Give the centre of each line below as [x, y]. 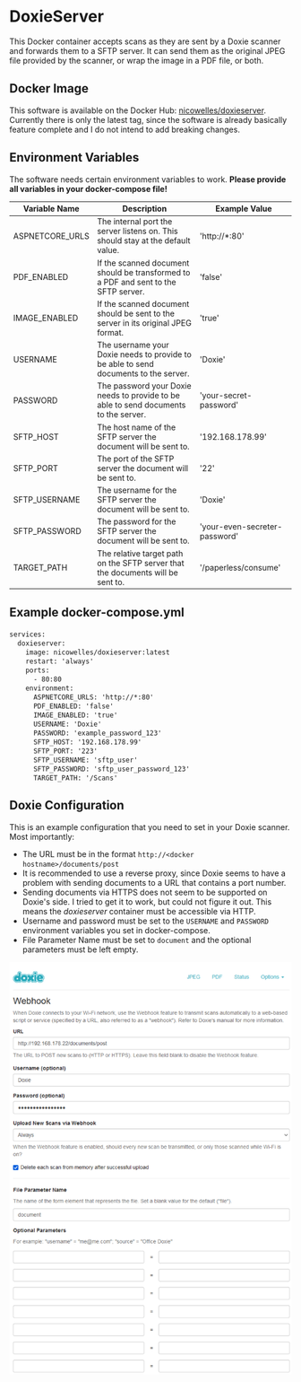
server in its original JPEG [145, 323]
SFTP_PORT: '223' [65, 751]
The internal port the [135, 222]
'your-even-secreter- [241, 526]
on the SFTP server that [141, 563]
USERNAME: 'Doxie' [67, 724]
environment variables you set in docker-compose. [116, 930]
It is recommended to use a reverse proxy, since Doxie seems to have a [154, 873]
